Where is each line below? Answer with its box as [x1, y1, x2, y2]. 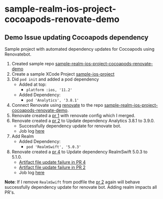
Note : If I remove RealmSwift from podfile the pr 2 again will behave [4, 179, 140, 185]
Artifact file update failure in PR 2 [19, 164, 86, 170]
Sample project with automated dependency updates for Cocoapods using [4, 46, 155, 52]
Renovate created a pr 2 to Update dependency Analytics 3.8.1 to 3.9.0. [11, 118, 155, 123]
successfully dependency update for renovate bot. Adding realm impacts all [4, 184, 157, 190]
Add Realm [11, 133, 34, 139]
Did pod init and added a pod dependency [11, 77, 99, 82]
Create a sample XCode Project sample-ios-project [11, 71, 115, 77]
